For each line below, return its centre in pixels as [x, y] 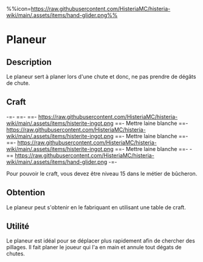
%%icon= [19, 9]
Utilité [18, 227]
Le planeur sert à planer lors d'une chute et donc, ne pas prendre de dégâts [101, 76]
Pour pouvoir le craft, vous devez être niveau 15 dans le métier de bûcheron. [102, 173]
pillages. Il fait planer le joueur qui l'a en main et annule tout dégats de [94, 247]
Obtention [26, 193]
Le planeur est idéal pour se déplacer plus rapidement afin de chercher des [101, 241]
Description [29, 62]
